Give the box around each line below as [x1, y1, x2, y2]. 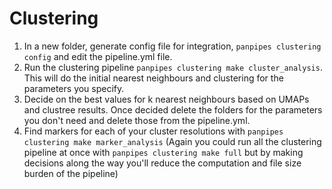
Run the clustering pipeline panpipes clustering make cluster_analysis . [23, 61, 323, 73]
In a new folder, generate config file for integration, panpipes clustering [23, 40, 322, 52]
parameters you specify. [23, 82, 125, 94]
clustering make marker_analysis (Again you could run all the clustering [23, 135, 322, 147]
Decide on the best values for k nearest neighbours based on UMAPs [23, 93, 310, 105]
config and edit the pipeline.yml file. [23, 50, 173, 62]
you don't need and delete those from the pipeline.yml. [23, 114, 251, 126]
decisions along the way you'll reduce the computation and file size [23, 157, 302, 169]
